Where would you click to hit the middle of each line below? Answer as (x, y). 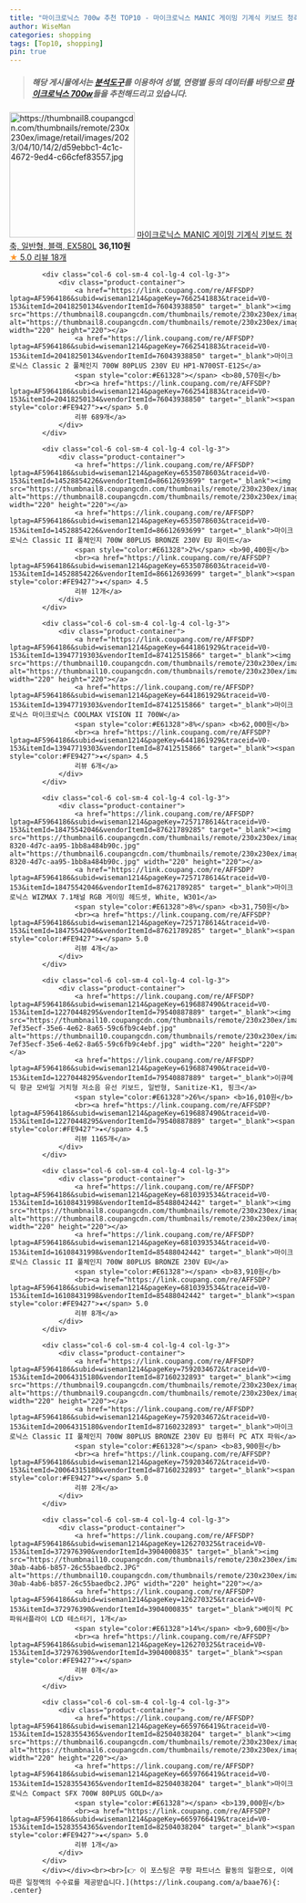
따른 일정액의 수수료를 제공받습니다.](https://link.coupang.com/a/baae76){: (145, 1883)
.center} (26, 1891)
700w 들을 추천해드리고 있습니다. (129, 93)
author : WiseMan (40, 26)
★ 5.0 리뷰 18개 (38, 257)
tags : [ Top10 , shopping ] (56, 43)
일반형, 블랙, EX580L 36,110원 (76, 246)
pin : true (28, 52)
